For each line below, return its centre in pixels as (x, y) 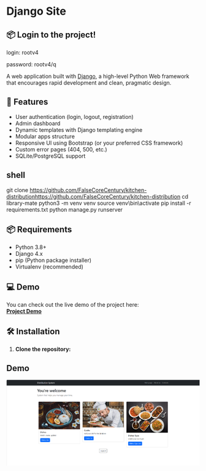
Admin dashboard (38, 123)
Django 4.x (29, 254)
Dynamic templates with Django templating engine (79, 129)
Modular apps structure (45, 136)
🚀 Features (27, 102)
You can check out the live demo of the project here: (73, 305)
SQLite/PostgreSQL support (50, 156)
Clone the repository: (43, 349)
